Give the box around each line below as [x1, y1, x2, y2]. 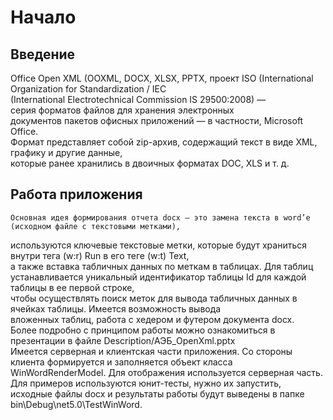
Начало [10, 6, 77, 29]
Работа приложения [10, 186, 143, 203]
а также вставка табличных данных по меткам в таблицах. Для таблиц [10, 260, 314, 272]
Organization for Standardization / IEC [10, 83, 167, 95]
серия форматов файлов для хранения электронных [10, 104, 235, 116]
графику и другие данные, [10, 147, 123, 158]
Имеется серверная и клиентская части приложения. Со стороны [10, 345, 293, 357]
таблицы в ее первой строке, [10, 281, 135, 293]
